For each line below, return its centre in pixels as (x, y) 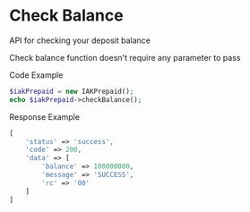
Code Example (36, 75)
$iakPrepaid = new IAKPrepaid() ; (72, 91)
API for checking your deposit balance (80, 40)
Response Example (45, 116)
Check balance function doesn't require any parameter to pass (125, 57)
